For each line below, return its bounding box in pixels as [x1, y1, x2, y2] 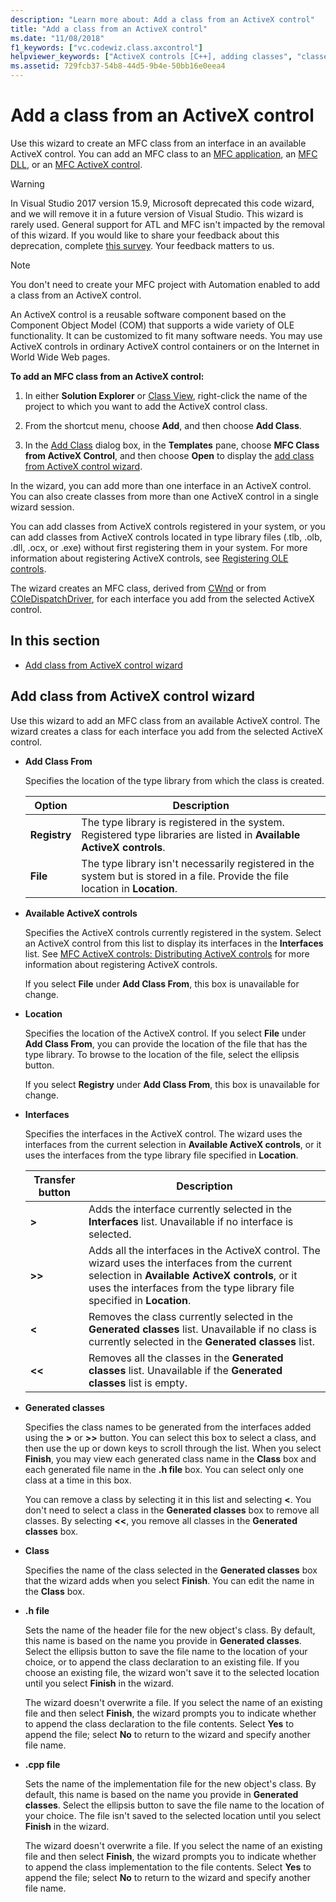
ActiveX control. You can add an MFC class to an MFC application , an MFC [10, 147, 318, 160]
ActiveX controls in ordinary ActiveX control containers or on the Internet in [10, 340, 320, 352]
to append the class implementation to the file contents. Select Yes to [24, 1861, 312, 1873]
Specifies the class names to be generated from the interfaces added [24, 1421, 312, 1433]
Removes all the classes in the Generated [88, 1351, 284, 1365]
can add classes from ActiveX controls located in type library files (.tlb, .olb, [10, 531, 323, 543]
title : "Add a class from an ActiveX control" [10, 24, 208, 34]
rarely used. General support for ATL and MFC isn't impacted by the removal [10, 218, 325, 230]
